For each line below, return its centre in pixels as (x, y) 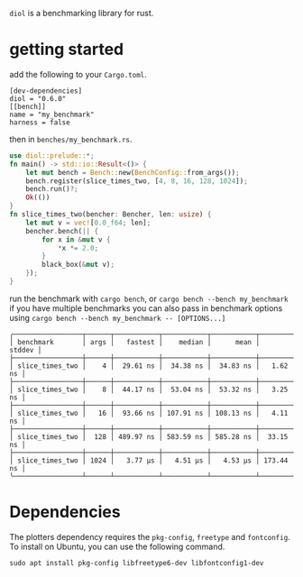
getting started (67, 50)
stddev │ (26, 350)
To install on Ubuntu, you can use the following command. (117, 546)
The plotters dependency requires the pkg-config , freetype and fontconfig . (150, 536)
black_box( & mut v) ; (78, 265)
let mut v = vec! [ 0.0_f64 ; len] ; (88, 223)
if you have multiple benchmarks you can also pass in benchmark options (146, 308)
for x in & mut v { (76, 239)
